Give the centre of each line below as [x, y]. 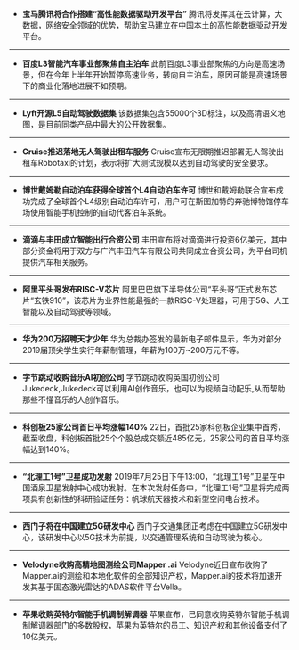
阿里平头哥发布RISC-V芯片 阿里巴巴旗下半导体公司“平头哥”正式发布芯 [149, 289]
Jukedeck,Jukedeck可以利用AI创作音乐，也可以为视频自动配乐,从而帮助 [154, 388]
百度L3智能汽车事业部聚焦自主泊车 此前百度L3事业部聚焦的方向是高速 [149, 63]
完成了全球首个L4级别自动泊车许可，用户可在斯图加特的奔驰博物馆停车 [159, 201]
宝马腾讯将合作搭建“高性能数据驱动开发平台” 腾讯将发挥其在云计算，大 [152, 14]
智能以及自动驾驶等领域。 [69, 312]
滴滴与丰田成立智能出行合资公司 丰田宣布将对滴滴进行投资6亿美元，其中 [154, 239]
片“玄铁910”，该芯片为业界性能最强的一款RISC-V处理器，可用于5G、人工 [156, 300]
